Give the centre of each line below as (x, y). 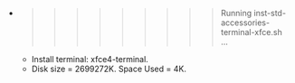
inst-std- (270, 13)
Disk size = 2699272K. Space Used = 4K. (109, 69)
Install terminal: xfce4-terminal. (90, 59)
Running (236, 13)
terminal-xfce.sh (251, 32)
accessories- (245, 23)
